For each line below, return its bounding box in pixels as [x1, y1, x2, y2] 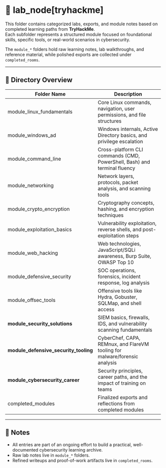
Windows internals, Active [97, 125, 158, 132]
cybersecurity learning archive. [39, 447, 103, 453]
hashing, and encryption [97, 205, 154, 212]
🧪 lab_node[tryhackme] [5, 4, 104, 16]
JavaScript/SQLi [97, 246, 136, 253]
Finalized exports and [97, 394, 148, 401]
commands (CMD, [97, 152, 140, 159]
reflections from [97, 400, 135, 407]
